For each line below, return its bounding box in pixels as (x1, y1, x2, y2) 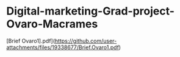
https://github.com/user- (54, 37, 117, 44)
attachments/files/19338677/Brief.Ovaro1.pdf (6, 44, 119, 51)
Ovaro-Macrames (6, 17, 98, 31)
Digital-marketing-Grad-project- (6, 4, 175, 18)
